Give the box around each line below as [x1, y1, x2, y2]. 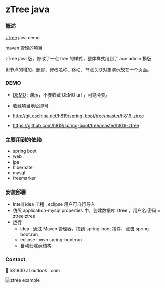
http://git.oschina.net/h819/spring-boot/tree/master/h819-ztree [12, 113, 144, 119]
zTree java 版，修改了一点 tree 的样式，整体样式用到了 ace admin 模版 [5, 56, 152, 62]
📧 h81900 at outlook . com [5, 267, 60, 273]
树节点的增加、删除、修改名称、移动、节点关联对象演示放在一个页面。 [5, 67, 152, 73]
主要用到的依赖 [5, 136, 42, 143]
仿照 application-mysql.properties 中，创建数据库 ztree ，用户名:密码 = [12, 207, 161, 214]
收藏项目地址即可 [12, 103, 49, 109]
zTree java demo [5, 35, 40, 41]
